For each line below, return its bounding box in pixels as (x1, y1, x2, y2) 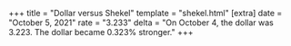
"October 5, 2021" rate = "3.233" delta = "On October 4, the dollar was (8, 17, 274, 28)
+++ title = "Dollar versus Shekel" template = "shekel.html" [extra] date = (8, 8, 283, 18)
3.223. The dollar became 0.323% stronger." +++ (8, 27, 194, 37)
